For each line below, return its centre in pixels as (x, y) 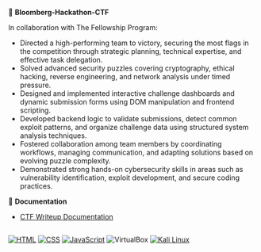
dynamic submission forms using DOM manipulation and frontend (127, 102)
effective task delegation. (61, 60)
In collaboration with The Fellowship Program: (83, 27)
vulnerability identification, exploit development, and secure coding (130, 178)
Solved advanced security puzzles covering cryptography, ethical (127, 68)
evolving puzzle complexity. (65, 161)
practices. (36, 186)
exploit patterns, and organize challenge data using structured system (134, 127)
